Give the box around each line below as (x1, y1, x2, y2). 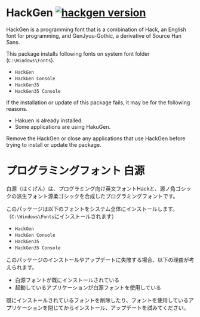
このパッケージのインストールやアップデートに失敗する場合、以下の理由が (6, 256, 189, 263)
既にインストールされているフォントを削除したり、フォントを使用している (6, 297, 189, 304)
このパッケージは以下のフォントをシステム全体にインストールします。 (6, 205, 178, 212)
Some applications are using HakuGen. (14, 123, 111, 130)
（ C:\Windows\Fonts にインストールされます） (6, 213, 118, 220)
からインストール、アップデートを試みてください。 (63, 304, 189, 311)
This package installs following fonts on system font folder (6, 50, 150, 57)
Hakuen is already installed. (14, 117, 84, 124)
